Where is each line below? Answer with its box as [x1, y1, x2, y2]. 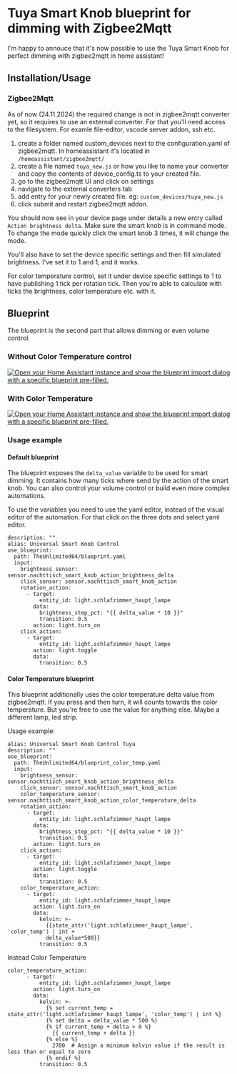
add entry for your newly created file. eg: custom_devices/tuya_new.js [17, 192, 223, 201]
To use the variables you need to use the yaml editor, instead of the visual [7, 505, 224, 514]
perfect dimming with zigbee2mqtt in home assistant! [7, 51, 164, 60]
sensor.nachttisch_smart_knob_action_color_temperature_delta [7, 797, 196, 805]
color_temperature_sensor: [20, 791, 101, 798]
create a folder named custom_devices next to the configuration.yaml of [17, 139, 231, 147]
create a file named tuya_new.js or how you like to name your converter [17, 161, 229, 170]
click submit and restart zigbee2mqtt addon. [17, 199, 148, 208]
